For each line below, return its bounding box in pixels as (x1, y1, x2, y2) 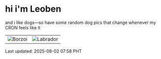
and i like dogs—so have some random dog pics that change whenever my (5, 20, 156, 25)
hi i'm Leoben (5, 3, 61, 15)
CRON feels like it (5, 24, 41, 30)
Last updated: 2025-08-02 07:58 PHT (5, 48, 82, 54)
